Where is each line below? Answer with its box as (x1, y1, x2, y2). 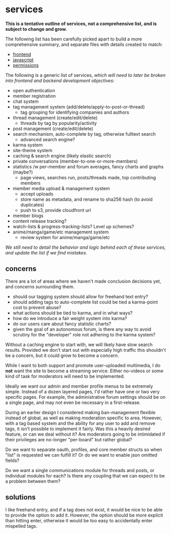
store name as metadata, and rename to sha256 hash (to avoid (20, 196, 153, 202)
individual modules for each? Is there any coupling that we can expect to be (5, 473, 165, 479)
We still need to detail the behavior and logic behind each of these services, (5, 244, 166, 250)
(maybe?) (12, 169, 33, 175)
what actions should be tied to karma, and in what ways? (12, 310, 133, 316)
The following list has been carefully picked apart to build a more (5, 36, 142, 42)
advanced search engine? (20, 136, 75, 142)
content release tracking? (12, 218, 67, 224)
